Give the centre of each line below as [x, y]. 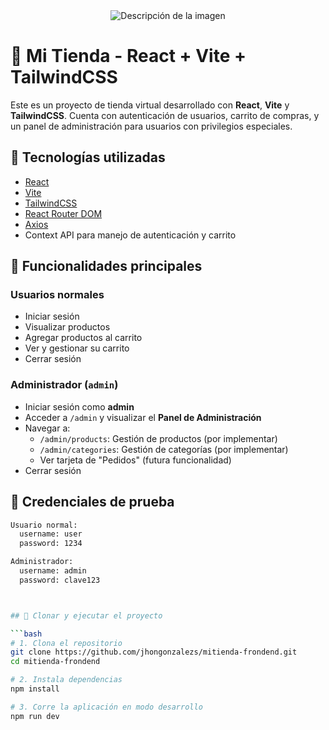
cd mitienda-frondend [55, 662]
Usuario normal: [44, 525]
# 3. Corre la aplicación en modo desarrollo [106, 707]
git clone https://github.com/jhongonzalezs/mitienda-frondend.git [154, 652]
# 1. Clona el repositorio [66, 643]
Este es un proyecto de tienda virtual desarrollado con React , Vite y [150, 105]
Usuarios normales [57, 295]
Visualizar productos [67, 327]
